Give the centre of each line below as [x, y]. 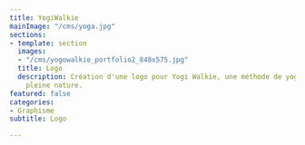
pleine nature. [54, 85]
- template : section [49, 43]
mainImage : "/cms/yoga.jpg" [63, 26]
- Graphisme [32, 111]
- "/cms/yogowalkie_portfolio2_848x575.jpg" [103, 60]
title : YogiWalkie [44, 18]
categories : [32, 102]
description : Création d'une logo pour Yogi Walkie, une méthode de [150, 77]
